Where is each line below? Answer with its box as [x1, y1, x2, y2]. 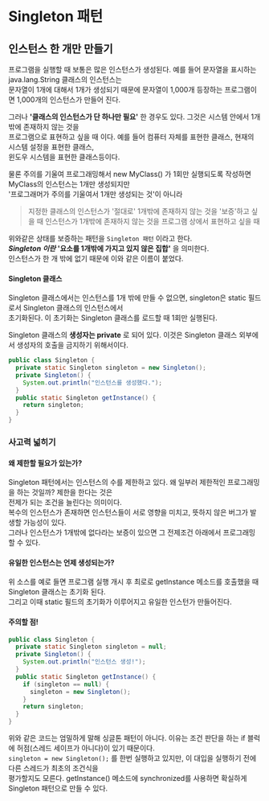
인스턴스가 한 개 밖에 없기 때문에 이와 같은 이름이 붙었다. [8, 254, 184, 263]
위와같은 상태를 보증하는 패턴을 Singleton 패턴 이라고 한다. [8, 234, 193, 243]
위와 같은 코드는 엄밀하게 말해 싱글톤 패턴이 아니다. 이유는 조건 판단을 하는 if [8, 733, 247, 743]
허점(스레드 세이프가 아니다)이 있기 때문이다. [16, 743, 155, 753]
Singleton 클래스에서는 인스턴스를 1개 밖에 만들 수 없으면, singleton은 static [8, 293, 247, 302]
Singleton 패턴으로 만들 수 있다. [8, 783, 108, 793]
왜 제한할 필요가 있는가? [8, 458, 83, 467]
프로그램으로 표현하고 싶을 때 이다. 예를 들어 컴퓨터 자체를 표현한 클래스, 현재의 [8, 132, 255, 142]
